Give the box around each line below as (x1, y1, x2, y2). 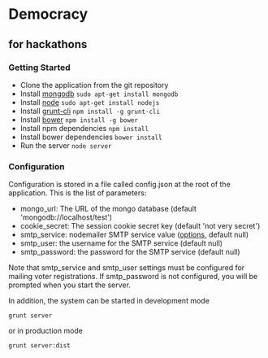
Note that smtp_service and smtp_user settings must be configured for (8, 263, 245, 273)
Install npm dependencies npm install (19, 123, 149, 133)
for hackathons (8, 37, 88, 51)
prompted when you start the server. (8, 280, 132, 290)
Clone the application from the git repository (19, 80, 169, 89)
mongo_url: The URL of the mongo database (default (19, 204, 197, 214)
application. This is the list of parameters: (8, 188, 147, 198)
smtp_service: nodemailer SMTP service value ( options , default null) (19, 229, 249, 240)
